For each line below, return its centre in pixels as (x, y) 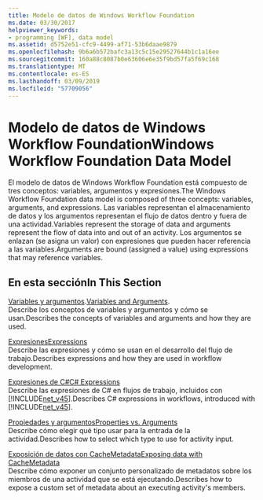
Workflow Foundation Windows (111, 144)
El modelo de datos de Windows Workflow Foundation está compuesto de (128, 182)
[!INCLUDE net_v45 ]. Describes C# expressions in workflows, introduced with (131, 399)
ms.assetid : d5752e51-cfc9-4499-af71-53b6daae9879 (93, 45)
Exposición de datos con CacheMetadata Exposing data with (105, 454)
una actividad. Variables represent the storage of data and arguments (120, 224)
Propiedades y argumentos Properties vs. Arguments (93, 422)
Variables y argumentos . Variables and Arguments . (89, 301)
